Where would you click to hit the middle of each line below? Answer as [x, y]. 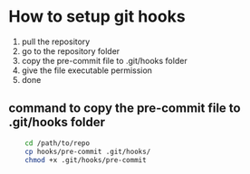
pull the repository [56, 41]
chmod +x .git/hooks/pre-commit [86, 160]
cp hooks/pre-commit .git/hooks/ [88, 151]
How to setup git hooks [97, 17]
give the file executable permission [87, 70]
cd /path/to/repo [58, 143]
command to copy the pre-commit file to [125, 109]
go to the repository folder [71, 50]
